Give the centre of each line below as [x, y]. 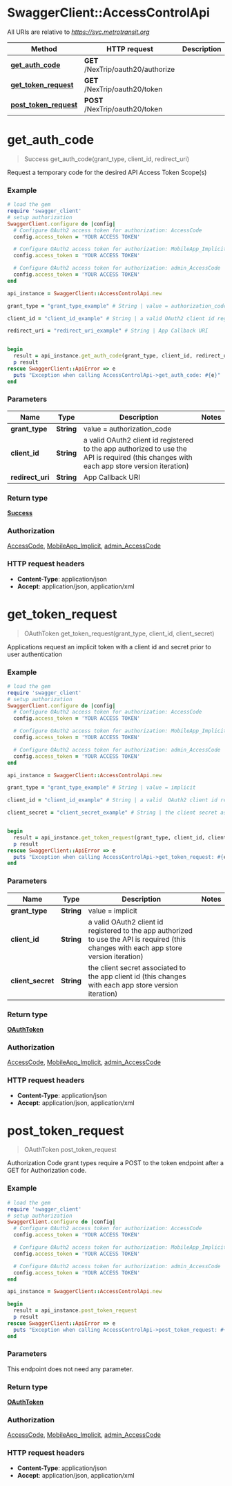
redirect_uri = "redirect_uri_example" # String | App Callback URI [108, 331]
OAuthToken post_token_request [70, 1150]
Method [44, 48]
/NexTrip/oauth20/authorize [129, 69]
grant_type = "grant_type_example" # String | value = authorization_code [117, 306]
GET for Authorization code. [47, 1171]
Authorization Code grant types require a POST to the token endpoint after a [116, 1163]
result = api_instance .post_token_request [75, 1311]
